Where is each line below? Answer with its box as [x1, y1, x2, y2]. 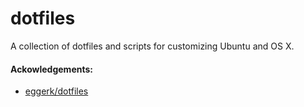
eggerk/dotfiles [24, 85, 89, 97]
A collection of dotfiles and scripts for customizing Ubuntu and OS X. [10, 40, 295, 52]
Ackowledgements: [10, 63, 93, 75]
